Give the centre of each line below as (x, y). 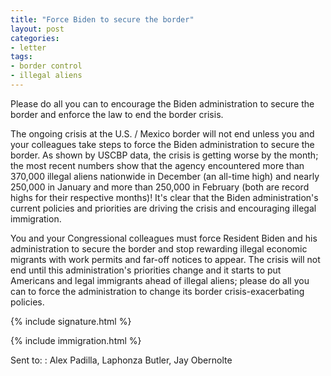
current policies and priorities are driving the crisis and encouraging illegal (163, 208)
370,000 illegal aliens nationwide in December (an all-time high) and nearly (165, 176)
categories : (35, 38)
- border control (46, 66)
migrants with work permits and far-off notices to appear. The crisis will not (165, 259)
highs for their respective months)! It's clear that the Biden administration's (164, 197)
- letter (28, 47)
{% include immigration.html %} (76, 340)
